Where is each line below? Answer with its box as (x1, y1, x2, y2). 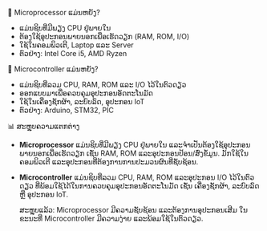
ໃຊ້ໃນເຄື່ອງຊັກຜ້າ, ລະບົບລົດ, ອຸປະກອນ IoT (18, 97, 145, 106)
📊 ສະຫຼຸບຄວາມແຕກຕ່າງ (7, 121, 80, 131)
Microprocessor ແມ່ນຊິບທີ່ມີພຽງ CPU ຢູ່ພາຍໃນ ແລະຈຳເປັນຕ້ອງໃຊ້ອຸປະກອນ (18, 140, 251, 149)
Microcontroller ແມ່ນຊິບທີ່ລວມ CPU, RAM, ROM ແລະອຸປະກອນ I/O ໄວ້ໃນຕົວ (18, 172, 255, 182)
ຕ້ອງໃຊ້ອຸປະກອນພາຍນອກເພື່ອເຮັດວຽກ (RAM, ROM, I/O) (18, 32, 190, 41)
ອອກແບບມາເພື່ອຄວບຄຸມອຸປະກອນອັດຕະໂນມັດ (18, 88, 154, 98)
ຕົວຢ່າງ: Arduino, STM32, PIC (18, 105, 114, 115)
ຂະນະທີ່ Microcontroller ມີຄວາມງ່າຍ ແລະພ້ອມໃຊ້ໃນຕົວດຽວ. (18, 213, 204, 223)
